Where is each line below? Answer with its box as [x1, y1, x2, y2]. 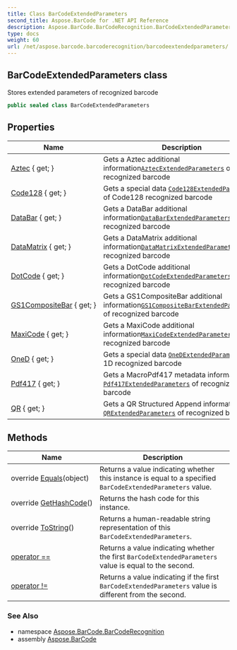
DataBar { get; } [11, 213, 62, 223]
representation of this [99, 523, 171, 533]
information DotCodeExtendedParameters [103, 271, 231, 280]
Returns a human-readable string [99, 514, 211, 524]
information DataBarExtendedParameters [103, 213, 231, 223]
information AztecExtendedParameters [103, 163, 224, 173]
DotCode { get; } [11, 271, 65, 280]
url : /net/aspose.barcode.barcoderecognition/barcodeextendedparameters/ [7, 43, 229, 50]
